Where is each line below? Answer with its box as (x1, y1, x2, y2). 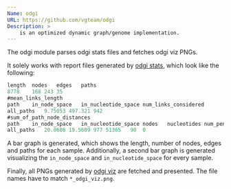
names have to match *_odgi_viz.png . (7, 175, 115, 183)
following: (7, 69, 35, 77)
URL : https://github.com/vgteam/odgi (7, 16, 115, 23)
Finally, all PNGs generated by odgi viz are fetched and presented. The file (7, 167, 218, 175)
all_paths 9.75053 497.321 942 (7, 107, 103, 114)
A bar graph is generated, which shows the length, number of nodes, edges (7, 139, 222, 148)
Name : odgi (7, 10, 38, 17)
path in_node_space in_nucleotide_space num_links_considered (7, 101, 205, 108)
